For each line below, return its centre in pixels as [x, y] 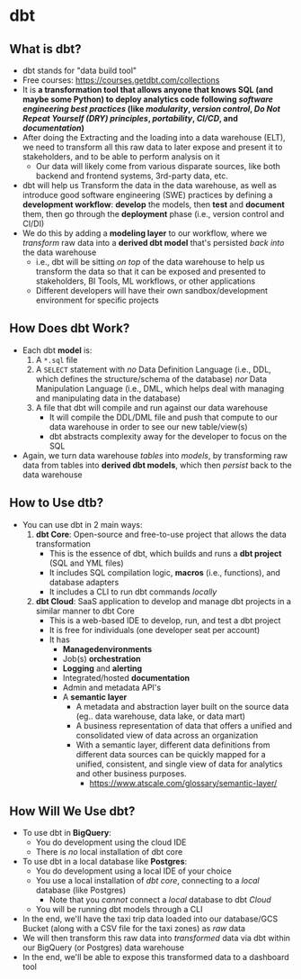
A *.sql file [57, 359]
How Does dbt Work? [70, 328]
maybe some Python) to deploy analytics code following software [148, 99]
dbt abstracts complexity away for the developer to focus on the [168, 436]
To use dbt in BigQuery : [67, 833]
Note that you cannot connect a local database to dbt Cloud [160, 900]
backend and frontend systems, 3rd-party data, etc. [132, 176]
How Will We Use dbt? [72, 811]
